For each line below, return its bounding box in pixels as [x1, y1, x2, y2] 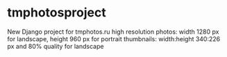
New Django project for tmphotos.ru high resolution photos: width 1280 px [7, 27, 219, 36]
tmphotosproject [7, 5, 106, 21]
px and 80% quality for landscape [7, 42, 104, 50]
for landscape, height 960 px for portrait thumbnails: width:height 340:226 [7, 34, 221, 43]
